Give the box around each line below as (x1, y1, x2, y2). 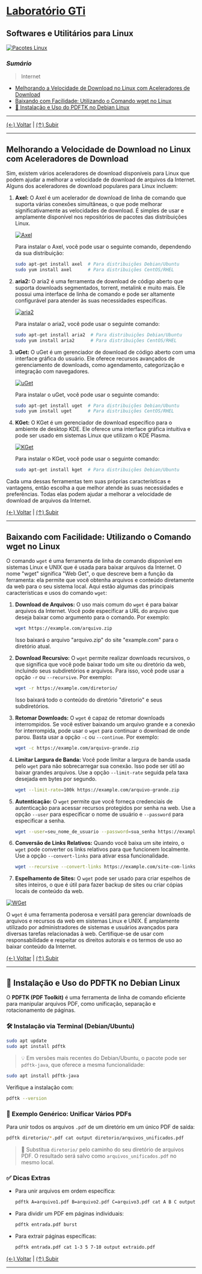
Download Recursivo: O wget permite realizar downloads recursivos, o (14, 654, 191, 661)
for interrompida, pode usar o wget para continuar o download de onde (14, 727, 191, 734)
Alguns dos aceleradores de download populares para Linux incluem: (6, 183, 178, 190)
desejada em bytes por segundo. (14, 775, 97, 782)
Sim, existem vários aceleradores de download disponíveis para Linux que (6, 170, 191, 177)
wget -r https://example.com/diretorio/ (14, 685, 118, 691)
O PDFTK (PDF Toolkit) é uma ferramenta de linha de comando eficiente (6, 994, 186, 1001)
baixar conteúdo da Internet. (6, 943, 77, 950)
